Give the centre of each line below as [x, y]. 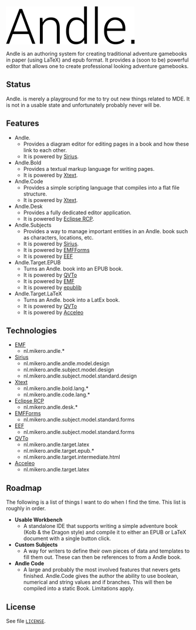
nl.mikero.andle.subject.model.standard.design [80, 376]
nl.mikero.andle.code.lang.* [57, 395]
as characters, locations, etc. [58, 237]
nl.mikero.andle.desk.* [50, 407]
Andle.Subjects [33, 225]
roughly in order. [26, 508]
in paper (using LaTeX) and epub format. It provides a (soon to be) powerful [97, 60]
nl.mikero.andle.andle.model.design [66, 363]
